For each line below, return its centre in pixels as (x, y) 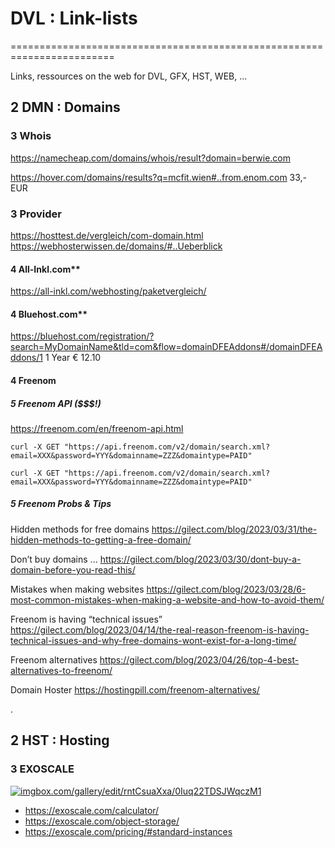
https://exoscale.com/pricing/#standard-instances (128, 831)
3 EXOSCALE (42, 769)
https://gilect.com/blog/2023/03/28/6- (226, 589)
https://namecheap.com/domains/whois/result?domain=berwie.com (151, 158)
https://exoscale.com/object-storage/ (102, 821)
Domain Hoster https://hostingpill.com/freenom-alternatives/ (135, 689)
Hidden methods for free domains (80, 529)
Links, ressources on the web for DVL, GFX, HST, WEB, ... (129, 76)
